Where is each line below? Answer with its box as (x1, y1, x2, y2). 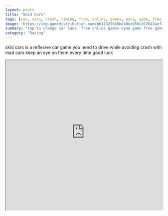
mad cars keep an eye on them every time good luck (5, 49, 113, 55)
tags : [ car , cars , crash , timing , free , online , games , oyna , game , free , (5, 16, 164, 21)
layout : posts (5, 7, 35, 12)
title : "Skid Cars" (5, 12, 46, 17)
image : (5, 21, 19, 26)
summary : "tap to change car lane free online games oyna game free (5, 26, 153, 31)
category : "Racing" (5, 30, 46, 35)
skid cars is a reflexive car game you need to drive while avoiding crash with (5, 44, 162, 50)
